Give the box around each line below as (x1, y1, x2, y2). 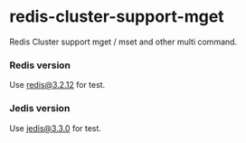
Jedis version (9, 102, 71, 115)
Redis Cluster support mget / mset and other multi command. (9, 36, 238, 47)
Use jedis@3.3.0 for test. (9, 122, 102, 133)
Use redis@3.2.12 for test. (9, 80, 106, 91)
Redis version (9, 59, 71, 71)
